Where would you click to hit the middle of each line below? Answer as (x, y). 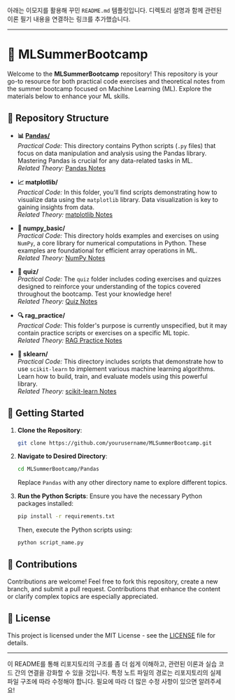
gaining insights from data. (56, 207)
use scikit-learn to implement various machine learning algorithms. (116, 369)
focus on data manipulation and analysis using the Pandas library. (112, 153)
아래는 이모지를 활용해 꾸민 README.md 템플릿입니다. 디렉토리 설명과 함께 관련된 (115, 10)
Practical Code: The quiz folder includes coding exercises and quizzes (119, 278)
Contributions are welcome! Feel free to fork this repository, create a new (113, 581)
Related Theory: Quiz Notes (57, 301)
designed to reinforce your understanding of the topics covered (109, 286)
